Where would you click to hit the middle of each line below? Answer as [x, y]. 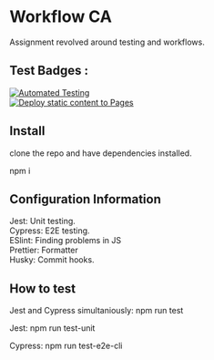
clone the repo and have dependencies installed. [101, 153]
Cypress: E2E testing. [50, 231]
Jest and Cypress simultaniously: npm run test [97, 311]
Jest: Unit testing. [42, 221]
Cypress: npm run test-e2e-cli [66, 346]
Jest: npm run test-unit [52, 328]
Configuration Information [85, 199]
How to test [42, 288]
